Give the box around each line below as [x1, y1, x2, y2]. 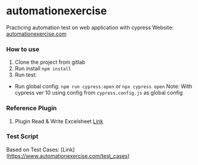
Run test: [14, 71, 37, 79]
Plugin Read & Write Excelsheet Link [14, 117, 103, 124]
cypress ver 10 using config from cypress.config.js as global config [14, 89, 183, 96]
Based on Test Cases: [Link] [6, 146, 76, 153]
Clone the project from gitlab [14, 58, 86, 66]
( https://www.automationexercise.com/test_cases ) [6, 152, 130, 159]
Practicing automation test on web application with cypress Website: [6, 24, 174, 31]
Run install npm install [14, 65, 71, 72]
